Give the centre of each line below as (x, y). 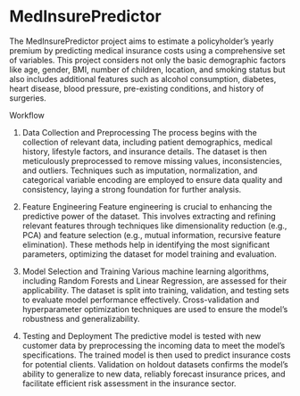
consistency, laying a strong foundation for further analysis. (132, 189)
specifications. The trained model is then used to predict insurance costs (156, 355)
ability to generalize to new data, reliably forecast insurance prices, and (154, 374)
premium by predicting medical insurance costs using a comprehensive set (147, 50)
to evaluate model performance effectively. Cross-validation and (141, 300)
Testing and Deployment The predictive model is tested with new (142, 335)
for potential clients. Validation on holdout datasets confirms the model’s (155, 364)
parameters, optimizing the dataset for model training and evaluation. (149, 254)
